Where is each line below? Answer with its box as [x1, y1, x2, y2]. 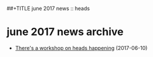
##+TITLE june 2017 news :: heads [6, 5, 90, 12]
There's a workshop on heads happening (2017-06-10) [15, 44, 148, 51]
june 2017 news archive [6, 26, 124, 38]
